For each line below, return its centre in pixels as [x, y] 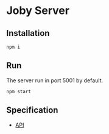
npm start [19, 91]
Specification [32, 110]
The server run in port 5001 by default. [55, 80]
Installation [28, 33]
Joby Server [38, 11]
